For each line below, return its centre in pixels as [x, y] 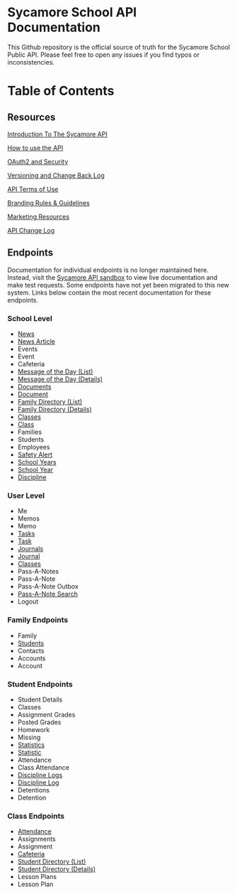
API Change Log [31, 230]
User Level [26, 496]
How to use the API [35, 148]
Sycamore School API [72, 12]
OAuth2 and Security [38, 161]
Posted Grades [39, 722]
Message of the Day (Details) [60, 379]
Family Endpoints [38, 620]
